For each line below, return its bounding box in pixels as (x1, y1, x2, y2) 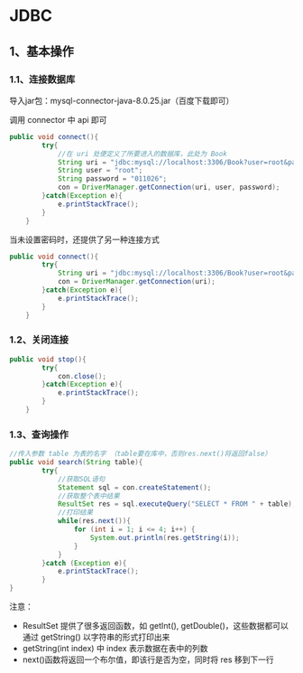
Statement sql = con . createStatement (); (57, 482, 212, 492)
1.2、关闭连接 (9, 333, 69, 346)
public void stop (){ (9, 354, 87, 364)
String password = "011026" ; (57, 174, 168, 183)
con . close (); (57, 371, 106, 380)
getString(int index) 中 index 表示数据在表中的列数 (22, 643, 208, 654)
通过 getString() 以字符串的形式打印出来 (22, 631, 170, 642)
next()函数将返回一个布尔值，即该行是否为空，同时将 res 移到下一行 (22, 654, 275, 665)
